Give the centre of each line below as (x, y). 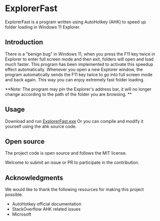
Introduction (24, 42)
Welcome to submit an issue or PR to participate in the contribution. (72, 162)
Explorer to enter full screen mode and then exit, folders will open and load (79, 59)
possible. (14, 195)
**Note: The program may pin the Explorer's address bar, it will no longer (78, 89)
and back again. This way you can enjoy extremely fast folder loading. (75, 79)
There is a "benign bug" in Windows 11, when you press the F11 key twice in (80, 54)
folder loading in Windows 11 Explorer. (43, 27)
